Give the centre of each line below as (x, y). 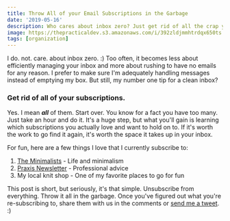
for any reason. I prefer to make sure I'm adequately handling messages (108, 73)
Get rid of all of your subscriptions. (66, 98)
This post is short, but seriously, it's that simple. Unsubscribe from (101, 189)
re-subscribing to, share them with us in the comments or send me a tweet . (113, 203)
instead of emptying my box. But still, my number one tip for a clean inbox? (113, 80)
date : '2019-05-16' (35, 20)
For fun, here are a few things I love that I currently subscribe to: (98, 148)
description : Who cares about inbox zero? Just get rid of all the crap (113, 26)
